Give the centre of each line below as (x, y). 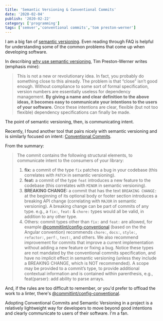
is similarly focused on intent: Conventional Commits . (58, 137)
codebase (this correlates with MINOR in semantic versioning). (85, 185)
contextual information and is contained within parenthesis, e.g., (89, 274)
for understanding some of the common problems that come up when (75, 47)
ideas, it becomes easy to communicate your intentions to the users (87, 102)
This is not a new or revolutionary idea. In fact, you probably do (81, 76)
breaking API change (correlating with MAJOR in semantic (80, 201)
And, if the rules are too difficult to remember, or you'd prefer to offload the (80, 288)
